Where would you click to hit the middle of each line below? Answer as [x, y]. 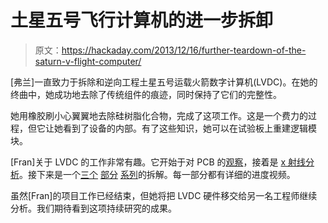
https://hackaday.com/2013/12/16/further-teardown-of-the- [184, 50]
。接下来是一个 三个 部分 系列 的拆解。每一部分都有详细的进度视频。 [157, 174]
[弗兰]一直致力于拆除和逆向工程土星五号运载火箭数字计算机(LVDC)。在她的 [164, 82]
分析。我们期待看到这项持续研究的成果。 [93, 208]
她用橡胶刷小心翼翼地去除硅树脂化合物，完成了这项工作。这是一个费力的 [159, 115]
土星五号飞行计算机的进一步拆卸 [142, 20]
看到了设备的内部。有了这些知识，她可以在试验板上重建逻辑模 [189, 128]
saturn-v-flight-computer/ [88, 61]
